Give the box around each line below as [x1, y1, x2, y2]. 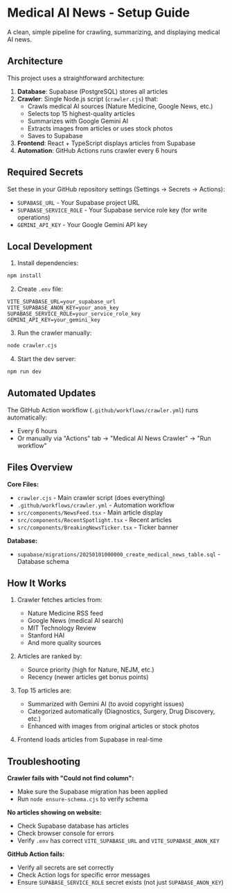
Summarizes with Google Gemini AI [27, 117, 129, 125]
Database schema [17, 557, 69, 565]
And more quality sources [27, 639, 102, 647]
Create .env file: [17, 285, 64, 293]
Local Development [7, 240, 93, 252]
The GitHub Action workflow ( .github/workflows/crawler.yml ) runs [7, 406, 199, 414]
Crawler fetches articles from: [17, 596, 102, 604]
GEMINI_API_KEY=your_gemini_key [7, 317, 100, 324]
